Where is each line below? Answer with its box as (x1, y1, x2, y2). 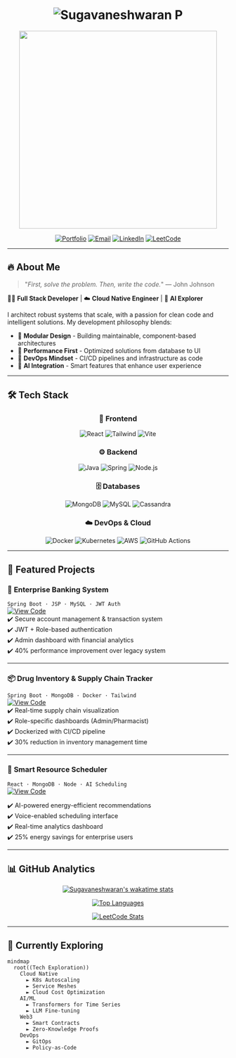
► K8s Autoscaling (25, 976, 80, 984)
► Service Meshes (25, 983, 77, 990)
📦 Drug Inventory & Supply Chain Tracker (7, 673, 153, 683)
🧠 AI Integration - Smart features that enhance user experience (17, 361, 202, 369)
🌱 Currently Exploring (7, 939, 104, 951)
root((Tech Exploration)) (13, 964, 90, 971)
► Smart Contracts (25, 1020, 80, 1027)
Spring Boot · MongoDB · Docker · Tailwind (7, 692, 137, 699)
